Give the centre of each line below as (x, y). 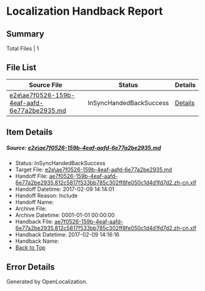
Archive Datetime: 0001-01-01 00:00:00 (65, 215)
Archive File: (31, 208)
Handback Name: (37, 241)
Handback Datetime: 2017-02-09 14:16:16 (67, 235)
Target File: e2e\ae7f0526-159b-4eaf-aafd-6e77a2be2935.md (94, 170)
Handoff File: (31, 176)
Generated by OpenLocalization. (47, 281)
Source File (46, 85)
